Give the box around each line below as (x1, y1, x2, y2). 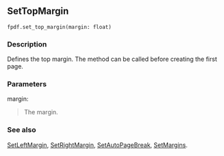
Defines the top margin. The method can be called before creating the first (7, 55, 217, 64)
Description (7, 39, 47, 49)
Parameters (7, 79, 47, 89)
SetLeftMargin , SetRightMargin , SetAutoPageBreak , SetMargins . (7, 140, 188, 149)
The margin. (23, 108, 58, 116)
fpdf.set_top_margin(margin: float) (7, 23, 112, 30)
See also (7, 125, 36, 135)
